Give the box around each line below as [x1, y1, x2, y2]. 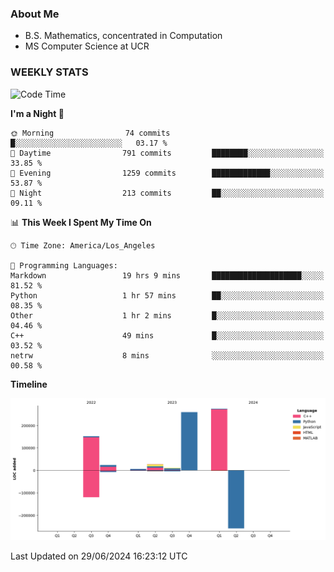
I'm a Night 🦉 [10, 107, 65, 119]
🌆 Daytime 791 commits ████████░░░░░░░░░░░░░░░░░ [10, 148, 325, 158]
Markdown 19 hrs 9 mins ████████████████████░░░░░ [10, 270, 325, 281]
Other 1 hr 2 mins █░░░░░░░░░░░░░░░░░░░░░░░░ [10, 310, 325, 321]
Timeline [10, 378, 48, 390]
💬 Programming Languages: [10, 260, 118, 271]
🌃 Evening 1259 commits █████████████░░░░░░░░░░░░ [10, 168, 325, 178]
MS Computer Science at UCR [24, 40, 150, 52]
